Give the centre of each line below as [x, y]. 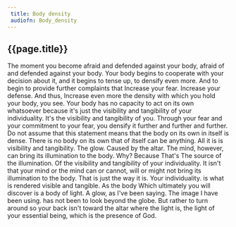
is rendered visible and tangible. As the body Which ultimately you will [109, 186]
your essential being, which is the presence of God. [82, 216]
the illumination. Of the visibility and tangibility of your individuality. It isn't [114, 164]
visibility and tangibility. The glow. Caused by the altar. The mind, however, [116, 148]
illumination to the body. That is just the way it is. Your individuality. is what [116, 178]
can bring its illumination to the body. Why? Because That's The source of [114, 156]
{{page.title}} [38, 49]
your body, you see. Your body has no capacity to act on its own [101, 104]
